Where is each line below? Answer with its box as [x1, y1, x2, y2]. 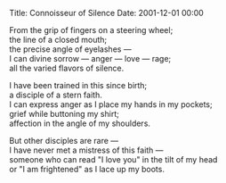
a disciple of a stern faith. [9, 89, 102, 100]
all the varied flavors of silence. [9, 62, 125, 73]
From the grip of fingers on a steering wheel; [9, 25, 174, 35]
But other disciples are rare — [9, 136, 119, 146]
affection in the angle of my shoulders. [9, 118, 151, 129]
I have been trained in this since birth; [9, 80, 148, 90]
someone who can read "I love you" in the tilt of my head [9, 154, 218, 164]
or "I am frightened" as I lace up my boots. [9, 164, 165, 174]
